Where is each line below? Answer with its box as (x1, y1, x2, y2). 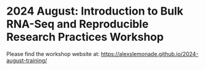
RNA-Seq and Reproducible (6, 17, 149, 31)
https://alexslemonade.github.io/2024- (100, 50, 199, 57)
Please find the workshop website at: (6, 50, 100, 57)
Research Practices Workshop (6, 30, 164, 44)
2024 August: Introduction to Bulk (6, 4, 184, 18)
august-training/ (6, 57, 47, 64)
